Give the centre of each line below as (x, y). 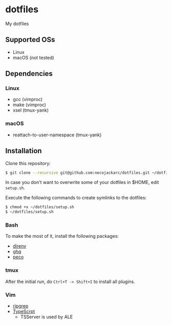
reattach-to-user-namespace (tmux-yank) (57, 135)
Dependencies (29, 74)
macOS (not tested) (34, 57)
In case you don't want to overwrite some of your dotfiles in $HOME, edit (82, 182)
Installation (24, 151)
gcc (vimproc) (27, 99)
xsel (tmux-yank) (31, 110)
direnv (19, 246)
